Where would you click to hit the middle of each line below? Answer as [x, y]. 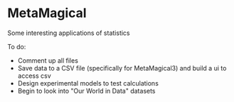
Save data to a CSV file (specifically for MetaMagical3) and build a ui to [122, 68]
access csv [34, 76]
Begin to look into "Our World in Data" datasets [86, 91]
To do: [17, 46]
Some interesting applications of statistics [69, 33]
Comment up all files [48, 60]
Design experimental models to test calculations [88, 83]
